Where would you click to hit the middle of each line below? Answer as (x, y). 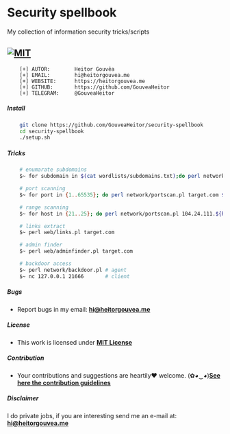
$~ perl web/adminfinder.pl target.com (76, 251)
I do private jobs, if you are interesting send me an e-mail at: (92, 415)
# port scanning (43, 189)
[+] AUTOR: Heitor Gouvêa (67, 69)
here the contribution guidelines (64, 382)
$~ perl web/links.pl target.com (67, 232)
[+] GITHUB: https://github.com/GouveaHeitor (94, 87)
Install (16, 108)
